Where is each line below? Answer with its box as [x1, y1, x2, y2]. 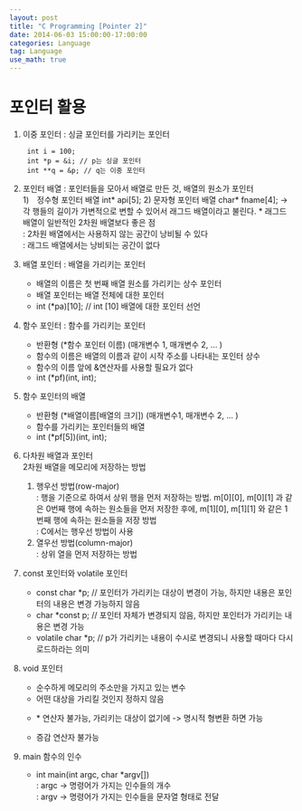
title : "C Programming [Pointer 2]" [9, 22, 147, 31]
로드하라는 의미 [35, 644, 90, 654]
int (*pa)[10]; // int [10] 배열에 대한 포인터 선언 [35, 301, 201, 311]
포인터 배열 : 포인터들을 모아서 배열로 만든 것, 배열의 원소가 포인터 [22, 183, 254, 194]
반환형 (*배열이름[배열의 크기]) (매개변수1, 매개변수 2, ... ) [35, 409, 239, 421]
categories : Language [9, 38, 91, 48]
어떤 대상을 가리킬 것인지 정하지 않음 [35, 693, 165, 704]
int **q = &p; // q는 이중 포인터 [26, 166, 146, 175]
